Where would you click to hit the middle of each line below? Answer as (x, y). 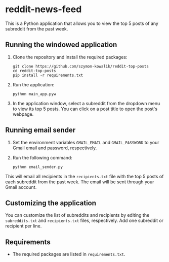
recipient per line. (24, 226)
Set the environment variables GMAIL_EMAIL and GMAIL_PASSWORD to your (86, 142)
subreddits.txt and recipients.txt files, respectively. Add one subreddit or (84, 221)
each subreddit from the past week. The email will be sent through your (80, 182)
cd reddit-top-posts (34, 71)
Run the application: (33, 84)
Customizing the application (51, 203)
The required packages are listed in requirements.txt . (69, 254)
